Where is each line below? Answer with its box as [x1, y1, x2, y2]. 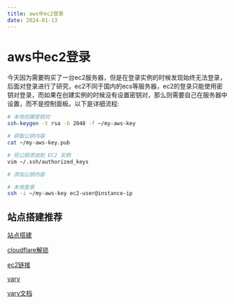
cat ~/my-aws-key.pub [7, 139, 71, 147]
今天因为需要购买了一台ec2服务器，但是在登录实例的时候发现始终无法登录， [7, 73, 226, 82]
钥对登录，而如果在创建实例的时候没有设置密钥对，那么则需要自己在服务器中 [7, 91, 228, 99]
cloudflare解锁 [7, 246, 49, 254]
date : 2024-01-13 [7, 17, 58, 24]
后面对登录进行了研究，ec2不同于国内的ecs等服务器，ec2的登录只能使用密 [7, 82, 223, 91]
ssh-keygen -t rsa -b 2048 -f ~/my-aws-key [7, 120, 136, 127]
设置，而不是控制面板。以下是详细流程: [7, 99, 120, 108]
